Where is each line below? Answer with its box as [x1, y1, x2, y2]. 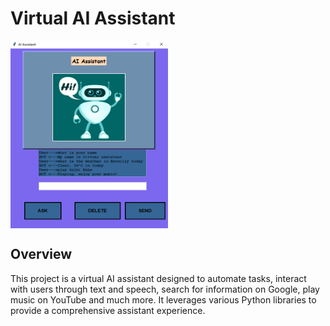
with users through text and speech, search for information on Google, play [10, 283, 320, 295]
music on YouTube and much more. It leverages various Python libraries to [10, 293, 317, 306]
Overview [10, 246, 73, 263]
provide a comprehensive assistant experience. [10, 304, 206, 316]
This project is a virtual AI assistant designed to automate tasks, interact [10, 272, 307, 284]
